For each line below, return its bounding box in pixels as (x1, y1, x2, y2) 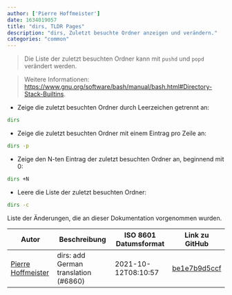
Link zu (184, 230, 209, 240)
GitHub (184, 238, 209, 248)
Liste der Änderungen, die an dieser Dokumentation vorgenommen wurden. (7, 214, 222, 222)
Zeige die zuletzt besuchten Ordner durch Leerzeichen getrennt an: (17, 103, 209, 112)
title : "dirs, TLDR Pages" (7, 23, 85, 30)
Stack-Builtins (23, 90, 64, 99)
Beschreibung (59, 234, 106, 244)
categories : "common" (7, 36, 70, 43)
